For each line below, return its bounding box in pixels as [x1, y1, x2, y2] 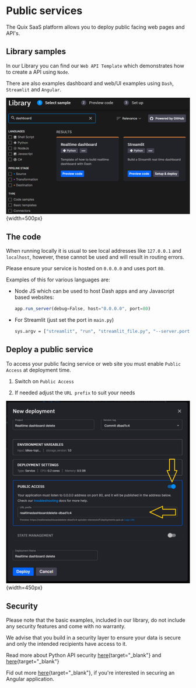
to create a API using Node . [6, 68, 70, 75]
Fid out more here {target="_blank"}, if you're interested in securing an [6, 669, 175, 676]
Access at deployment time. [6, 366, 71, 373]
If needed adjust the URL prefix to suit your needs [14, 389, 135, 396]
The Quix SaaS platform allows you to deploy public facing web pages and [6, 23, 185, 30]
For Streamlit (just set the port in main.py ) [14, 316, 114, 323]
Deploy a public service [6, 345, 93, 355]
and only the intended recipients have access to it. [6, 640, 127, 647]
